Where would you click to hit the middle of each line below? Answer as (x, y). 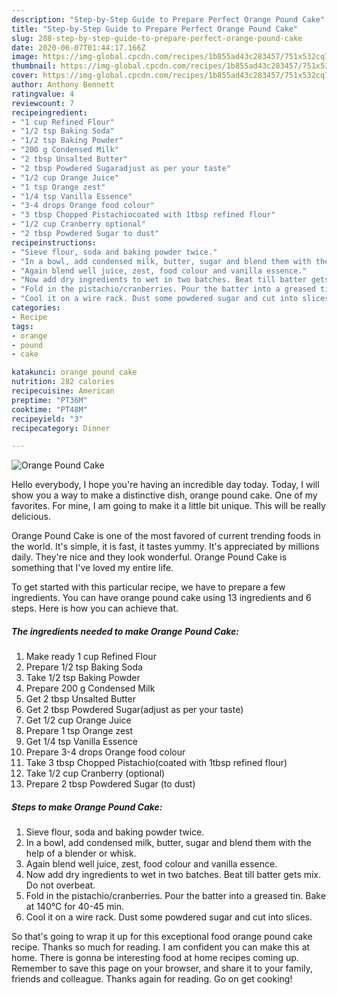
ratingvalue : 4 (43, 94)
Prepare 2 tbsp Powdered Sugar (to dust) (110, 784)
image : (25, 57)
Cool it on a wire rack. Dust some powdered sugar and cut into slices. (169, 917)
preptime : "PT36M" (49, 400)
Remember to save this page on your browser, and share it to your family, (162, 968)
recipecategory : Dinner (61, 428)
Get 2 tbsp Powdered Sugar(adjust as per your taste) (134, 710)
